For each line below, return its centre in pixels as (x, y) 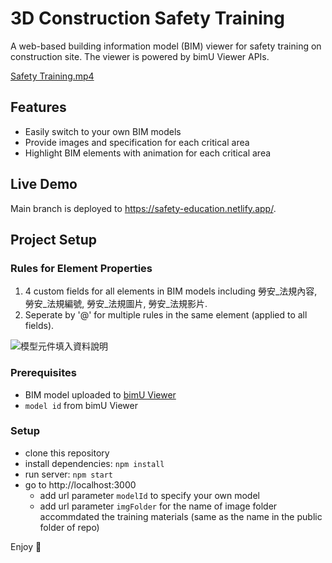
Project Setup (54, 239)
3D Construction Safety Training (147, 18)
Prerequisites (43, 373)
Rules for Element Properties (81, 268)
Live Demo (44, 184)
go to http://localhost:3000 (80, 484)
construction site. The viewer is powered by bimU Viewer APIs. (140, 56)
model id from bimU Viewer (81, 405)
